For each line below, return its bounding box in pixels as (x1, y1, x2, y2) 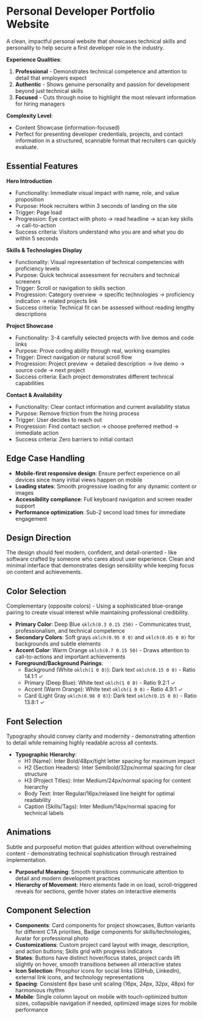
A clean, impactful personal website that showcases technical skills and (6, 37, 187, 45)
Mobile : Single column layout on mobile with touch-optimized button (15, 993, 188, 1000)
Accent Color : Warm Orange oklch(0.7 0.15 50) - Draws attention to (15, 647, 190, 654)
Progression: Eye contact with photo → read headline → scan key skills (15, 215, 193, 223)
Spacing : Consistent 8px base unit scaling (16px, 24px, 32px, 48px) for (15, 980, 194, 987)
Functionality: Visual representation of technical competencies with (15, 258, 185, 265)
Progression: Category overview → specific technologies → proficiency (15, 290, 195, 298)
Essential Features (6, 161, 78, 172)
